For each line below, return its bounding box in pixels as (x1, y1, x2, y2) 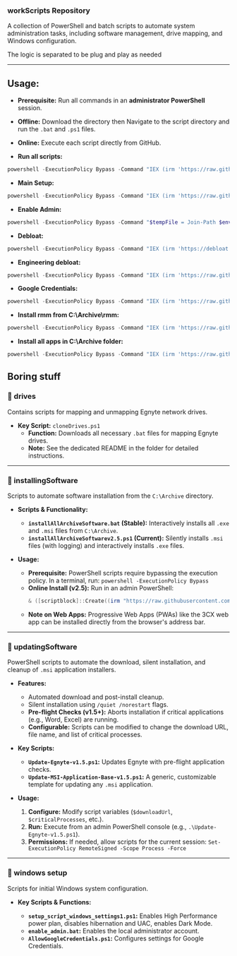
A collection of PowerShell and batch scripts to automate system (7, 22, 195, 30)
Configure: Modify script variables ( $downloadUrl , (28, 808, 173, 816)
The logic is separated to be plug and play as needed (7, 50, 162, 59)
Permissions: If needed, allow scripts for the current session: (28, 837, 207, 846)
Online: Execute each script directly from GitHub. (17, 138, 162, 147)
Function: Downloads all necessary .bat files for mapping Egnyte (28, 429, 219, 437)
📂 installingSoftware (7, 475, 79, 485)
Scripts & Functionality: (17, 506, 88, 514)
